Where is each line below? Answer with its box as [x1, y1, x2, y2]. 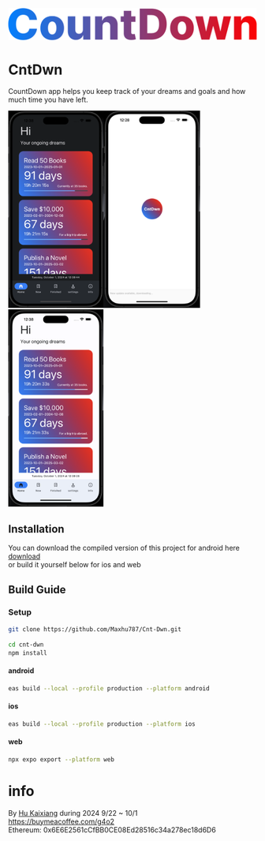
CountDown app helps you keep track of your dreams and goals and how [8, 87, 246, 96]
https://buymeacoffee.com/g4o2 [8, 817, 115, 826]
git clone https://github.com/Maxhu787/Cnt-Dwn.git [8, 625, 181, 634]
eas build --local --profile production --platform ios [8, 720, 196, 728]
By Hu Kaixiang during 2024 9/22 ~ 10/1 [8, 808, 138, 817]
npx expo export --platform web [8, 755, 114, 764]
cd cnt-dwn [8, 641, 44, 649]
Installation [8, 522, 65, 536]
